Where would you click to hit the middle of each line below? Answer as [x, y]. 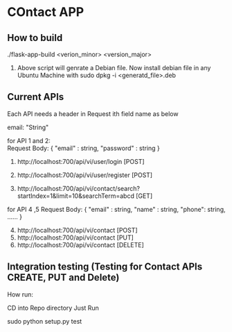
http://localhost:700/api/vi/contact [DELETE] [80, 244]
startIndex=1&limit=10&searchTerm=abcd [76, 196]
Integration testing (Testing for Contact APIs [105, 267]
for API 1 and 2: [29, 140]
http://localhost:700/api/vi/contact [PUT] [75, 238]
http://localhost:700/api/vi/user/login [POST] [81, 161]
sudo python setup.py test [45, 321]
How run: [20, 294]
